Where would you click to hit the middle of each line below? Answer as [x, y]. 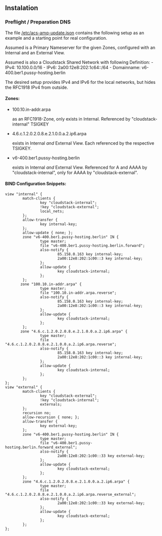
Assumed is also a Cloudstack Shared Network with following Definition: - [79, 62]
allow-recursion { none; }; [51, 417]
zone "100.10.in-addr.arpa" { [51, 284]
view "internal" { [24, 194]
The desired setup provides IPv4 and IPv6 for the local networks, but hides [80, 82]
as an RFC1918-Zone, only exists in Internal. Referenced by [71, 119]
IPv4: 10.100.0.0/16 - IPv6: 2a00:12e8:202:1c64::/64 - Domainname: [73, 67]
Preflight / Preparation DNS [38, 22]
